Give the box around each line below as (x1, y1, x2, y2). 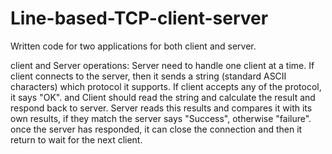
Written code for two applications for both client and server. (10, 40, 257, 52)
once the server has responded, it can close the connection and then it (10, 123, 303, 135)
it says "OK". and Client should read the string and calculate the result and (10, 91, 316, 103)
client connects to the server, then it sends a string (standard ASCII (10, 70, 287, 82)
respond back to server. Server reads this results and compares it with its (10, 102, 313, 114)
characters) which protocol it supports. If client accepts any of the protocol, (10, 80, 322, 92)
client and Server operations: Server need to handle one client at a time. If (10, 59, 315, 71)
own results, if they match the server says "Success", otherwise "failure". (10, 112, 312, 124)
